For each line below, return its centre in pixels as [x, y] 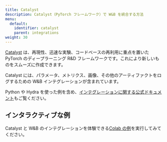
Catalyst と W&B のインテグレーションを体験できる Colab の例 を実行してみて [83, 128]
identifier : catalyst [36, 28]
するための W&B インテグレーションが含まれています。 [65, 81]
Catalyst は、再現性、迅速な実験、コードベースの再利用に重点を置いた [77, 52]
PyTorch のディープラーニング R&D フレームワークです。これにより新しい [80, 58]
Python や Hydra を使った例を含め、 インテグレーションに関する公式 [75, 92]
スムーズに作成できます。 [40, 65]
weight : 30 [16, 38]
